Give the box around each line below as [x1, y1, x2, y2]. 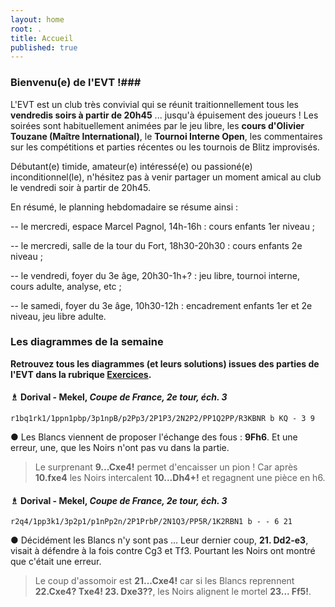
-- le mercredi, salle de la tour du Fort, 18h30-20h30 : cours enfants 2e [10, 239, 303, 251]
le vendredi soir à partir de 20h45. [10, 181, 151, 193]
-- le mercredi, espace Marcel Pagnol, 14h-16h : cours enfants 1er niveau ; [10, 220, 316, 232]
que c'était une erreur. [10, 556, 102, 568]
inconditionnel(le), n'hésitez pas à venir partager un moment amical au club [10, 171, 322, 183]
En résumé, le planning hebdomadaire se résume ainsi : [10, 201, 238, 213]
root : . [10, 24, 43, 34]
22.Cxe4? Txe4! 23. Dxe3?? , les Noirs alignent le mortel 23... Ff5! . [34, 586, 312, 598]
